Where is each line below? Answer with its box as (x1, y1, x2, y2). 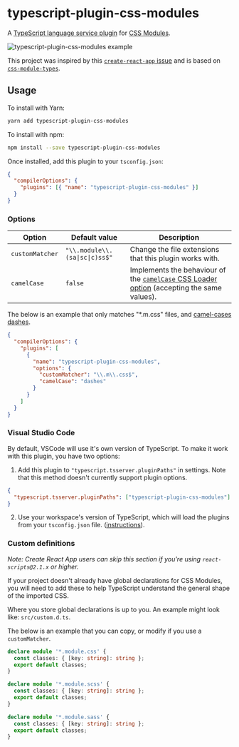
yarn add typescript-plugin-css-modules (7, 117, 129, 124)
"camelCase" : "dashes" (38, 378, 107, 385)
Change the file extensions (129, 245, 220, 255)
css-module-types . (7, 63, 60, 72)
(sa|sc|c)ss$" (65, 253, 113, 262)
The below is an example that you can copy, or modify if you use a (7, 626, 202, 635)
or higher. (51, 562, 79, 571)
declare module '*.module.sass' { (7, 713, 110, 721)
